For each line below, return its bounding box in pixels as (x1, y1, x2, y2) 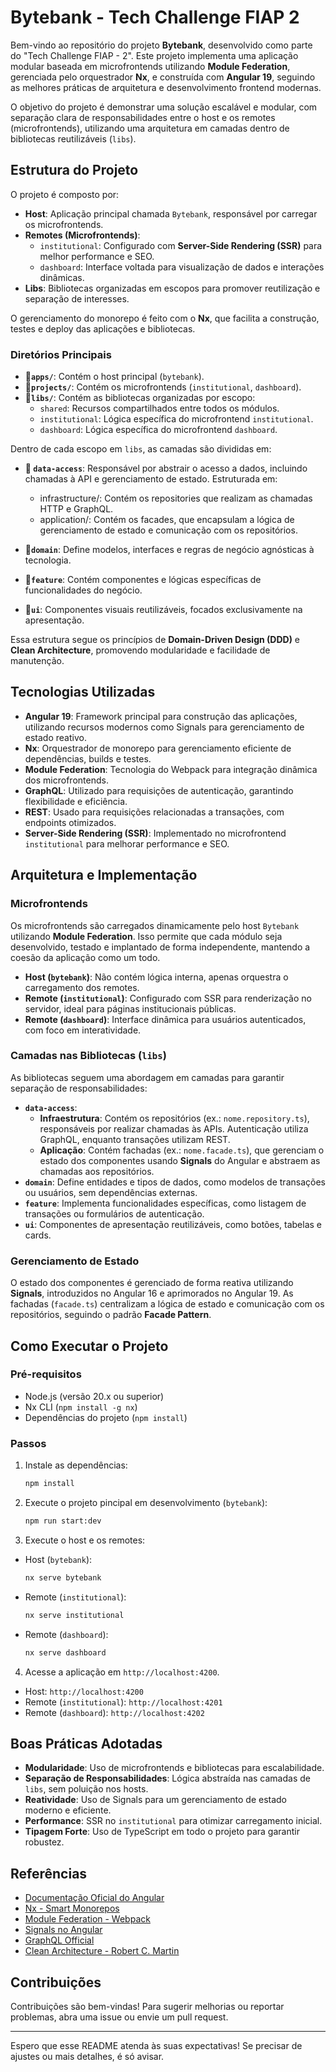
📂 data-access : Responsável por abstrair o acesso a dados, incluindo (24, 462, 308, 475)
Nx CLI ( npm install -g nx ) (24, 1401, 138, 1413)
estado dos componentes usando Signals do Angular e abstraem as (39, 1154, 321, 1166)
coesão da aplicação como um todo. (10, 951, 161, 963)
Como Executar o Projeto (10, 1337, 169, 1355)
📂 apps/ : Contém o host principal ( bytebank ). (24, 371, 205, 383)
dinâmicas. (39, 271, 85, 283)
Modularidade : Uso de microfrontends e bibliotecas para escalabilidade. (24, 1762, 325, 1774)
